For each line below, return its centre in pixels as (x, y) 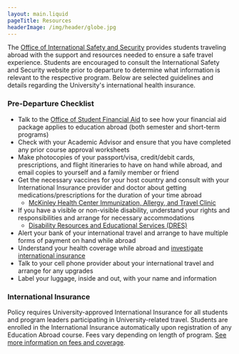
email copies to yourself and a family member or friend (98, 172)
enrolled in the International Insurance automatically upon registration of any (119, 327)
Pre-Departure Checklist (51, 104)
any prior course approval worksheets (73, 150)
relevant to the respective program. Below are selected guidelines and (111, 78)
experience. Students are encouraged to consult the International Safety (113, 63)
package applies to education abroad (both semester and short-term (118, 127)
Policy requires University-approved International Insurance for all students (118, 312)
